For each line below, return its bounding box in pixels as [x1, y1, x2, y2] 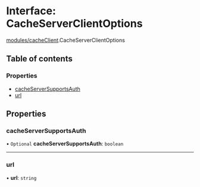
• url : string [6, 174, 37, 181]
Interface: [6, 4, 57, 18]
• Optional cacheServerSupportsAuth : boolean [6, 140, 124, 147]
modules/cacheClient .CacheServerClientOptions [6, 36, 125, 43]
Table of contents [6, 54, 73, 64]
